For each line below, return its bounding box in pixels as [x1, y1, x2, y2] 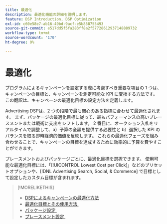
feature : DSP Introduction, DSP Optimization [5, 16, 101, 21]
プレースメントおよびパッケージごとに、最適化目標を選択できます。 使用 [5, 156, 155, 162]
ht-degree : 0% [5, 40, 35, 45]
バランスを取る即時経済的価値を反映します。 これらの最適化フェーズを [5, 133, 150, 139]
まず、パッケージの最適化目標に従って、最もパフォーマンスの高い [14, 114, 150, 120]
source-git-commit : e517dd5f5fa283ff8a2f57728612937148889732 [5, 26, 137, 31]
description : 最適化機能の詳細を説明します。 [5, 12, 90, 17]
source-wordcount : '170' [5, 35, 57, 40]
